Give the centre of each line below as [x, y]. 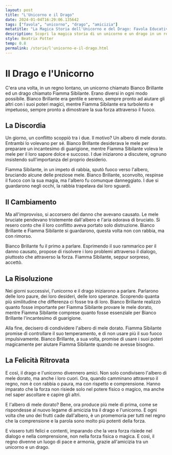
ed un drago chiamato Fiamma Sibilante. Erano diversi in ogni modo [77, 93]
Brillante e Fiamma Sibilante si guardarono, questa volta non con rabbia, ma [85, 231]
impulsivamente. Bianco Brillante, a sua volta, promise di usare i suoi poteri [84, 339]
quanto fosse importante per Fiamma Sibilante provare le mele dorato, [79, 307]
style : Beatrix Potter [29, 39]
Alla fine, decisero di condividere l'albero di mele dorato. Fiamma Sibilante [83, 328]
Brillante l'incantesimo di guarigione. [44, 318]
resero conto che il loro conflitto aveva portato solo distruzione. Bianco [80, 225]
